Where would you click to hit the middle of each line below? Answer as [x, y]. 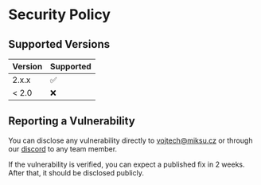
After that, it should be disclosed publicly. [76, 172]
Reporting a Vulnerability [72, 121]
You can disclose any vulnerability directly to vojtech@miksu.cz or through [130, 140]
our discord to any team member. [63, 148]
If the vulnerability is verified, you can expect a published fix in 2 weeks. [127, 164]
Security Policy [60, 15]
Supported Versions [59, 44]
